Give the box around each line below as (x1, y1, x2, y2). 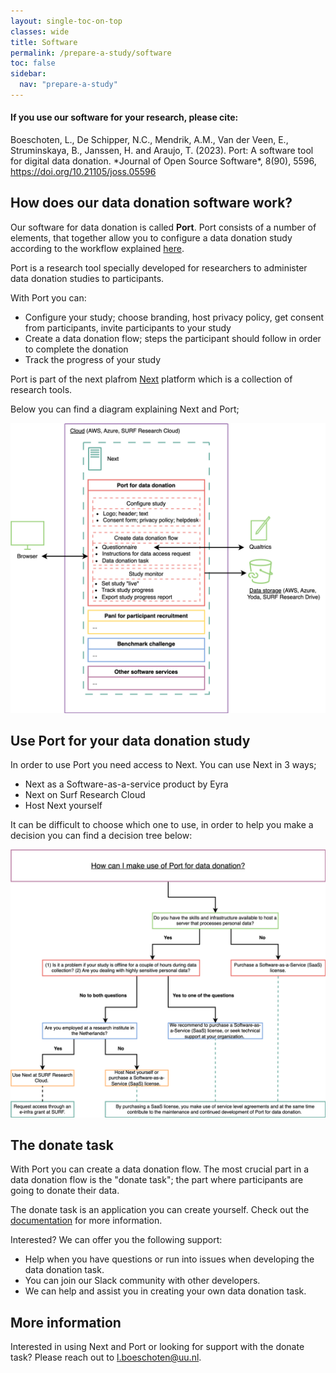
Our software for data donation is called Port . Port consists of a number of (10, 221, 317, 233)
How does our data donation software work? (10, 195, 293, 212)
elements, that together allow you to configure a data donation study (10, 231, 293, 244)
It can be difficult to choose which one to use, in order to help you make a (10, 819, 314, 831)
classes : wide (10, 26, 70, 37)
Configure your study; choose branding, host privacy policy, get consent (24, 311, 325, 323)
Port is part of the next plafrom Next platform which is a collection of (10, 373, 293, 385)
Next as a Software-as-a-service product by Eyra (24, 778, 229, 790)
